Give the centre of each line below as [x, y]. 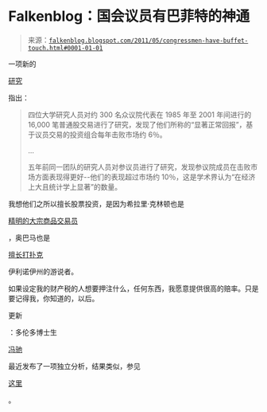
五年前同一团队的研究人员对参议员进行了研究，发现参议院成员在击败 [139, 167]
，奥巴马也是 [29, 237]
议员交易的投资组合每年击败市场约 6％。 [101, 134]
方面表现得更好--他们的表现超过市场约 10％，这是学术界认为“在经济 [145, 177]
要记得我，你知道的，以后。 [54, 298]
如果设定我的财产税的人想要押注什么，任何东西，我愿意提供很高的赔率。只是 [133, 288]
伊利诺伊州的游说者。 [43, 271]
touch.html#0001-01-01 [65, 48]
